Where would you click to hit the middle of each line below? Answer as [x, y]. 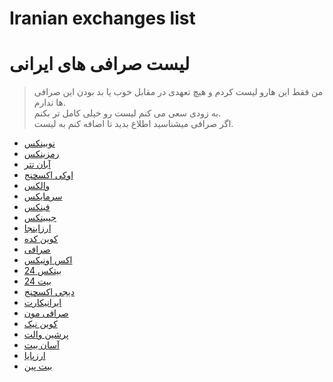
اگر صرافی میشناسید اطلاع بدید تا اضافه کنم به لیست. [133, 124]
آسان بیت [41, 345]
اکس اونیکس [48, 260]
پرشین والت [46, 334]
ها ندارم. [49, 103]
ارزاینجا [37, 228]
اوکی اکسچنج [48, 175]
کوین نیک [40, 324]
